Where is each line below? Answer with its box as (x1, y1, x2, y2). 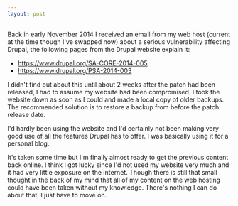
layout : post (7, 10, 46, 18)
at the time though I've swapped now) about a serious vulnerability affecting (7, 37, 231, 46)
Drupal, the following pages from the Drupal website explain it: (7, 45, 190, 53)
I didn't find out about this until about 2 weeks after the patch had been (7, 80, 215, 89)
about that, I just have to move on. (7, 190, 107, 199)
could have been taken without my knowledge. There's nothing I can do (7, 183, 217, 192)
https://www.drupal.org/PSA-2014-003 (17, 66, 132, 75)
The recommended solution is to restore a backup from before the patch (7, 102, 220, 111)
